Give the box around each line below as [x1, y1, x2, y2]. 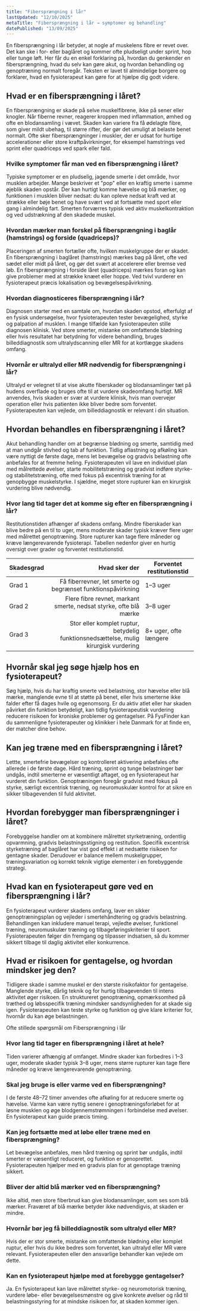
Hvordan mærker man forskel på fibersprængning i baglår [6, 226, 177, 235]
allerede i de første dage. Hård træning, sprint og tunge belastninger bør [6, 765, 183, 772]
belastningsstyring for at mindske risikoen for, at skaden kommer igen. [6, 1298, 179, 1305]
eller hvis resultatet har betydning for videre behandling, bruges [6, 333, 162, 340]
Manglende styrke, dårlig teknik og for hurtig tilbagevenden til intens [6, 987, 174, 994]
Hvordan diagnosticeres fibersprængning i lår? [6, 294, 145, 302]
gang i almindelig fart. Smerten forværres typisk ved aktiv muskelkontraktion [6, 205, 194, 212]
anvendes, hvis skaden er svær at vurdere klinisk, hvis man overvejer [6, 394, 176, 401]
